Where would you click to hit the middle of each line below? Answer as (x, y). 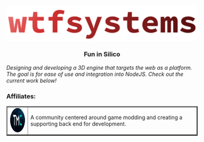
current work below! (32, 80)
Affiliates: (21, 96)
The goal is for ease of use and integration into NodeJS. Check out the (95, 74)
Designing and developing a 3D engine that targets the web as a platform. (99, 67)
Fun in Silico (102, 55)
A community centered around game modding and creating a (106, 118)
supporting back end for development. (78, 124)
